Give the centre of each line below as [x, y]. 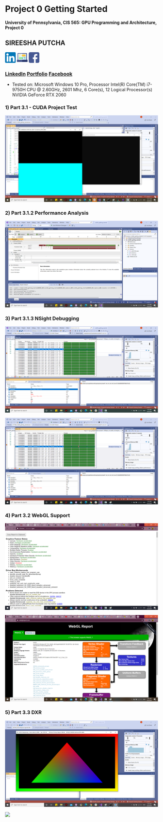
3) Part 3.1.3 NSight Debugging [42, 318]
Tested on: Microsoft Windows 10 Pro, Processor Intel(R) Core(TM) [79, 84]
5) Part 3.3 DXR [24, 712]
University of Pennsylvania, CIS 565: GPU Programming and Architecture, [81, 22]
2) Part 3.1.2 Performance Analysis [47, 213]
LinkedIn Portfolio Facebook [39, 74]
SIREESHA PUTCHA [35, 43]
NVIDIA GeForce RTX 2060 [39, 95]
